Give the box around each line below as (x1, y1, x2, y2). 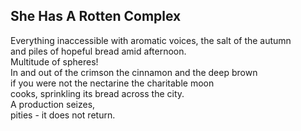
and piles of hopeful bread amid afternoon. (10, 45, 187, 57)
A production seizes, (10, 98, 96, 110)
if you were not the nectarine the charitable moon (10, 77, 215, 89)
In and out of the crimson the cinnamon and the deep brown (10, 66, 258, 78)
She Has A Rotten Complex (10, 8, 182, 25)
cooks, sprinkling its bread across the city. (10, 87, 185, 99)
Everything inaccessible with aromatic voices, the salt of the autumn (10, 34, 292, 46)
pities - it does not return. (10, 109, 116, 121)
